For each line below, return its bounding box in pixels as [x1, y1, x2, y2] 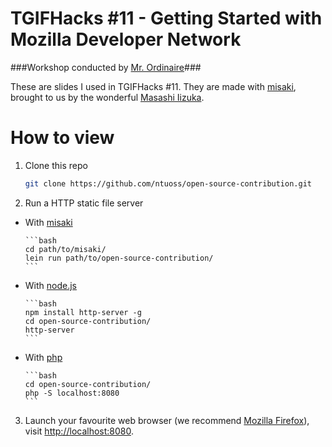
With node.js [24, 279, 77, 291]
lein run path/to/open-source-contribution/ [24, 253, 214, 263]
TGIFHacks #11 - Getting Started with [10, 7, 323, 30]
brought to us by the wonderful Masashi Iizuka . [10, 91, 205, 103]
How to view [10, 127, 115, 149]
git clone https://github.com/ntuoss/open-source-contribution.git [24, 178, 312, 189]
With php [24, 351, 63, 363]
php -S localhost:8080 [24, 388, 120, 398]
